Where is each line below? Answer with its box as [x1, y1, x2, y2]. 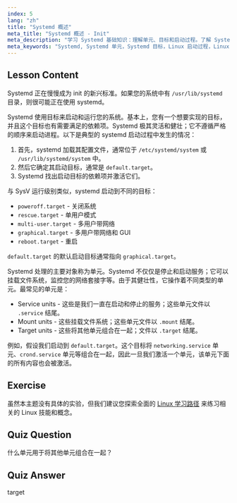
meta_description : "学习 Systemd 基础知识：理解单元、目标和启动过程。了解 [7, 37, 212, 44]
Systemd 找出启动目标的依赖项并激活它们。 [17, 171, 145, 180]
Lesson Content [7, 69, 79, 81]
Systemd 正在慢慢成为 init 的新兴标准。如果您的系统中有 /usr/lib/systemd [7, 89, 223, 97]
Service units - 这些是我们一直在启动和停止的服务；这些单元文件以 [17, 299, 210, 308]
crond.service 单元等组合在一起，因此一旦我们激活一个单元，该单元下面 [20, 350, 230, 358]
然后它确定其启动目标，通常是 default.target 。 [17, 163, 157, 171]
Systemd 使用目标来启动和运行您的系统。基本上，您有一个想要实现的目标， [7, 112, 226, 121]
